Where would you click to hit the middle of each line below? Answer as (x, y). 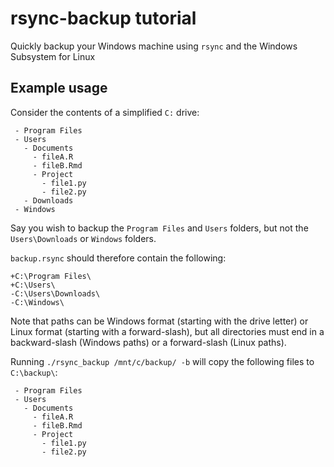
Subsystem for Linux (53, 56)
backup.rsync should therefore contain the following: (118, 258)
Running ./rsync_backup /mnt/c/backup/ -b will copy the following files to (162, 361)
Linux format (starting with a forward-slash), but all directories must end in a (167, 331)
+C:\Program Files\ (51, 276)
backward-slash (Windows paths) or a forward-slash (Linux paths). (148, 342)
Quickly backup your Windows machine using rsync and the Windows (154, 46)
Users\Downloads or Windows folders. (83, 238)
